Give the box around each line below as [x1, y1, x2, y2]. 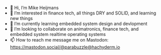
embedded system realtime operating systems [9, 31, 106, 37]
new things [9, 15, 33, 21]
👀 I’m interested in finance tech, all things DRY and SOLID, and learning [9, 10, 156, 16]
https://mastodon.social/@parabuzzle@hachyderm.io [9, 44, 120, 50]
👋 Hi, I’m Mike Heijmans [9, 5, 59, 10]
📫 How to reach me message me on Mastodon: [9, 37, 109, 42]
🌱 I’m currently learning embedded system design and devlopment [9, 20, 147, 26]
